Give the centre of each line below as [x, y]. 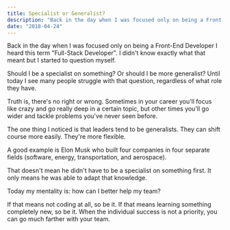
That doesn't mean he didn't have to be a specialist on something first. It [109, 171]
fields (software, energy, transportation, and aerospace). [87, 157]
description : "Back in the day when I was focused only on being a [105, 20]
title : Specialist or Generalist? [56, 13]
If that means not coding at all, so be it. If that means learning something [109, 205]
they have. [22, 88]
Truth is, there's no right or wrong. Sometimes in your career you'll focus [110, 102]
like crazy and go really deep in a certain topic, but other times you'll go [108, 109]
